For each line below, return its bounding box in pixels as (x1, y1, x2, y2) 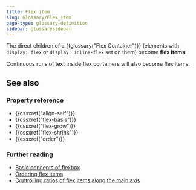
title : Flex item (6, 8, 50, 15)
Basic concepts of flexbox (15, 164, 80, 171)
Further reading (6, 150, 53, 159)
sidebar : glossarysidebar (6, 25, 71, 32)
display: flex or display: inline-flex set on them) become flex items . (6, 49, 187, 56)
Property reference (6, 96, 64, 104)
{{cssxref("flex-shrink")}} (15, 128, 79, 136)
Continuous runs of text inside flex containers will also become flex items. (6, 60, 191, 68)
